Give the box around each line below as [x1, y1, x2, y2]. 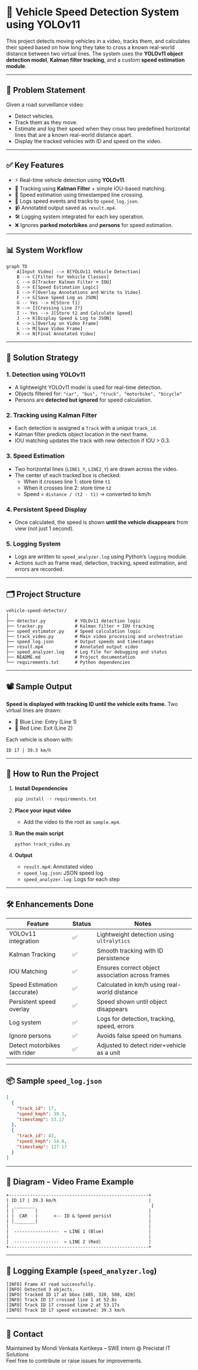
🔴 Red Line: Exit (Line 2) [14, 724, 73, 731]
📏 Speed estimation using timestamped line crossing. [14, 191, 144, 198]
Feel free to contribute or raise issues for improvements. [6, 1357, 143, 1364]
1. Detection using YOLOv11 [6, 370, 85, 378]
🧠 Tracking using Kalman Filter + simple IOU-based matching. [14, 184, 166, 192]
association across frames [97, 971, 170, 979]
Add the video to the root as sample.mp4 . [23, 818, 121, 825]
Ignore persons [9, 1032, 51, 1040]
